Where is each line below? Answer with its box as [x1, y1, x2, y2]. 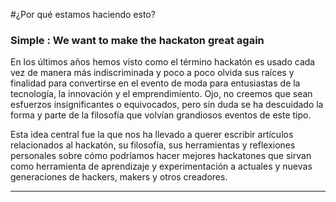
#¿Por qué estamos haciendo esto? [10, 9, 156, 20]
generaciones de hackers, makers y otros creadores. [10, 171, 228, 183]
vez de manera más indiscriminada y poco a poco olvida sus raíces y [10, 67, 295, 79]
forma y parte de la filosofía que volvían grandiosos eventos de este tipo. [10, 109, 312, 121]
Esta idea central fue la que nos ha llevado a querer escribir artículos [10, 129, 294, 141]
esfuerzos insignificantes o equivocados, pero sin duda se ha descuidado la [10, 99, 324, 111]
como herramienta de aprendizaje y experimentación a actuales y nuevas [10, 160, 313, 173]
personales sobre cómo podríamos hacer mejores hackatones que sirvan [10, 150, 312, 162]
